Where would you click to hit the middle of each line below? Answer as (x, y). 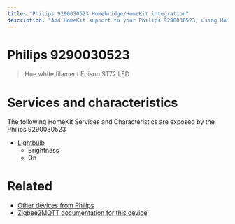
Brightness (43, 150)
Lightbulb (31, 143)
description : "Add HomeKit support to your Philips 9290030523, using (112, 20)
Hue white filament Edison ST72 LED (77, 74)
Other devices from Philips (56, 205)
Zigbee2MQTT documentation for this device (82, 213)
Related (30, 186)
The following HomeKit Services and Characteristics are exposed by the (111, 122)
